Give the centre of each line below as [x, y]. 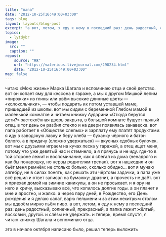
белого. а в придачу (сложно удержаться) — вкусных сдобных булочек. [82, 141]
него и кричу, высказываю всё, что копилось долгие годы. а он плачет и [82, 188]
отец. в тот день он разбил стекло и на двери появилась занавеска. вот [81, 125]
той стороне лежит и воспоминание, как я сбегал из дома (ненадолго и [81, 156]
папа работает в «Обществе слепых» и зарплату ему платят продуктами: [83, 130]
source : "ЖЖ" [27, 60]
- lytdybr [20, 38]
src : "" [18, 47]
